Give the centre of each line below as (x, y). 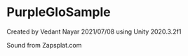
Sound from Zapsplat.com (44, 45)
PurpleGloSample (59, 12)
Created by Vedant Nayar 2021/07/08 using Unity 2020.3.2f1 (94, 31)
